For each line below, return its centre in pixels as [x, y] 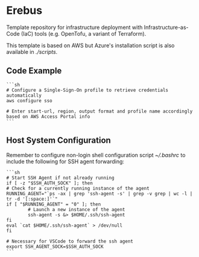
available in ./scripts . [32, 51]
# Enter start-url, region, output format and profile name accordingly [99, 111]
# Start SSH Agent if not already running [60, 178]
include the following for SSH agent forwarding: [65, 161]
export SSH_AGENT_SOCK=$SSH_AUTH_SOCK [55, 246]
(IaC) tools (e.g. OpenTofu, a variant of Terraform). [84, 33]
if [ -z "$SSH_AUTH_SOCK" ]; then [50, 183]
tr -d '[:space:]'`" [32, 199]
